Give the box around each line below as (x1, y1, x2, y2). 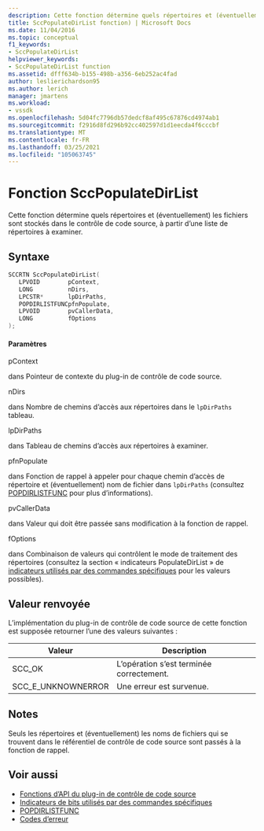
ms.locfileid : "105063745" (8, 150, 97, 158)
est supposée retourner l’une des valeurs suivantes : (8, 626, 178, 636)
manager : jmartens (8, 92, 68, 100)
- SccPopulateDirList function (8, 63, 111, 71)
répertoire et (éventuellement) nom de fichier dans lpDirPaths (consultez (8, 480, 245, 489)
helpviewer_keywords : (8, 56, 79, 64)
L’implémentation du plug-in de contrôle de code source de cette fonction (8, 619, 247, 628)
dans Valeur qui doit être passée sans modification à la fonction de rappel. (8, 519, 249, 528)
